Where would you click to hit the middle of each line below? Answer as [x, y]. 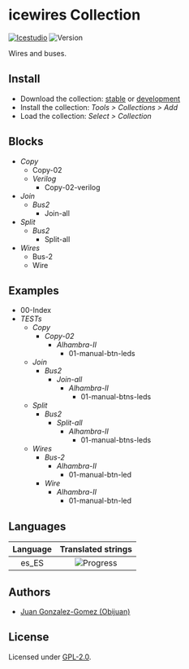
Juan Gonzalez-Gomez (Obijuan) [75, 612]
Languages [37, 526]
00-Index [35, 310]
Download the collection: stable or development [100, 99]
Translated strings [96, 549]
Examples [34, 290]
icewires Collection [75, 15]
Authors [30, 592]
